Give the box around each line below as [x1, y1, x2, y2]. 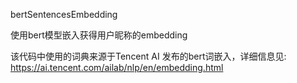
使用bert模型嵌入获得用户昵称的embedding [10, 29, 188, 41]
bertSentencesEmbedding [10, 9, 118, 20]
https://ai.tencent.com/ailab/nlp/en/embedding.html [10, 62, 224, 73]
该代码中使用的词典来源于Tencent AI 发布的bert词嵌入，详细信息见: [10, 50, 287, 62]
